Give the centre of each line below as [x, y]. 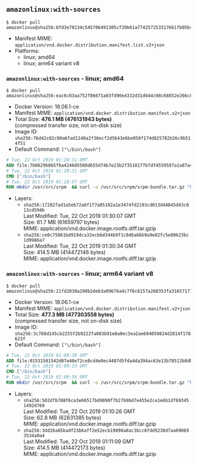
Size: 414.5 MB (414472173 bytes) [64, 447]
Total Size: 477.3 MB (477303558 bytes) [64, 315]
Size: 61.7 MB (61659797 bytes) [61, 222]
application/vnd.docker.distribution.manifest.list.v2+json [89, 45]
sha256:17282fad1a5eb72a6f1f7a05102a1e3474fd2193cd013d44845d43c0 [106, 205]
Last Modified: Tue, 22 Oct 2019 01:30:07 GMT [80, 216]
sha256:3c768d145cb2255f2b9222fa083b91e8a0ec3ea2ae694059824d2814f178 [103, 334]
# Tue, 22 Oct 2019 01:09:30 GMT [47, 355]
